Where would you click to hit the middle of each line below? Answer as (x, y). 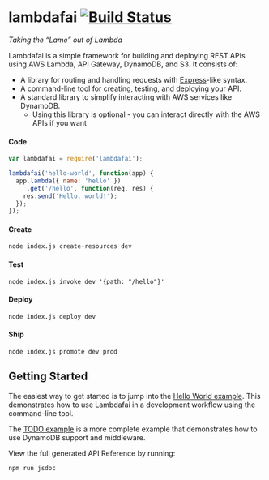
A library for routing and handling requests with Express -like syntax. (134, 79)
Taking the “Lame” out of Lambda (66, 40)
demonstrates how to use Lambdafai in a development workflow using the (132, 405)
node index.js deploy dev (52, 316)
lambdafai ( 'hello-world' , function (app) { (81, 174)
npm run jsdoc (32, 468)
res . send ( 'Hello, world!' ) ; (70, 196)
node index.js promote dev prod (63, 352)
